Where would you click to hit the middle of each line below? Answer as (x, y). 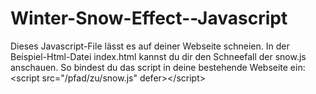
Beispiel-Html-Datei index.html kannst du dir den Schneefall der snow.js (158, 56)
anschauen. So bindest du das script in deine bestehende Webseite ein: (158, 67)
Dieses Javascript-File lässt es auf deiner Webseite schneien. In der (150, 46)
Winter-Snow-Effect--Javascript (149, 18)
